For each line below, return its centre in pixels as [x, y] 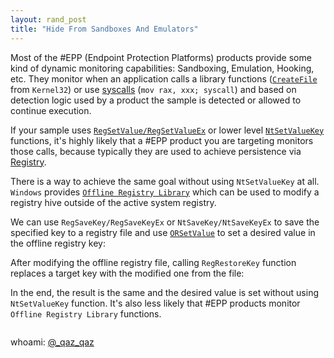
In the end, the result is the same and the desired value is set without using [164, 292]
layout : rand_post [48, 19]
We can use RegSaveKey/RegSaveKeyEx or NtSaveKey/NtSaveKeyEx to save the [165, 222]
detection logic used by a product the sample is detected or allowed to [156, 100]
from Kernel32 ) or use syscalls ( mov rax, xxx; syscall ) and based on [153, 89]
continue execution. [51, 110]
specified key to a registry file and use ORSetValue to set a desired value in [163, 232]
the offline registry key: [58, 243]
